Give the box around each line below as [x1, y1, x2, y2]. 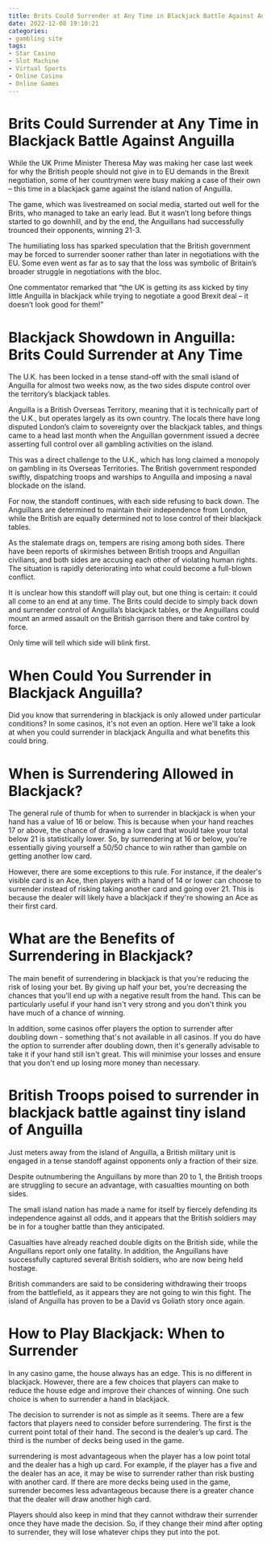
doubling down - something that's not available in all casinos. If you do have [8, 1032, 261, 1042]
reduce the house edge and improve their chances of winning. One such [8, 1386, 249, 1395]
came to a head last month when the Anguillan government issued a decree [8, 430, 260, 441]
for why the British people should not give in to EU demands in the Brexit [8, 167, 249, 176]
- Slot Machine [8, 57, 60, 66]
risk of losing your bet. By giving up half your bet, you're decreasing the [8, 982, 248, 992]
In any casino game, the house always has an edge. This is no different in [8, 1369, 252, 1378]
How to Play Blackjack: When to [8, 1324, 225, 1343]
